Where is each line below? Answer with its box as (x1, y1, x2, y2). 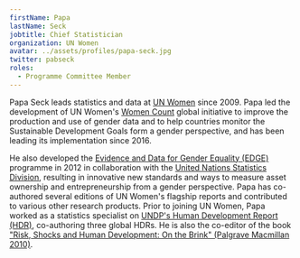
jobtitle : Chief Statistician (9, 30, 124, 39)
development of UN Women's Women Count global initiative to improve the (9, 106, 289, 117)
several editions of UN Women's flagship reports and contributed (44, 190, 287, 201)
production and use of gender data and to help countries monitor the (9, 115, 266, 126)
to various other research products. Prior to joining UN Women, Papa (9, 200, 266, 211)
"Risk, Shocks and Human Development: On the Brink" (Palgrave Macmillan (9, 229, 290, 240)
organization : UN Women (9, 38, 99, 48)
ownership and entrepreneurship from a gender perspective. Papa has (9, 181, 272, 192)
